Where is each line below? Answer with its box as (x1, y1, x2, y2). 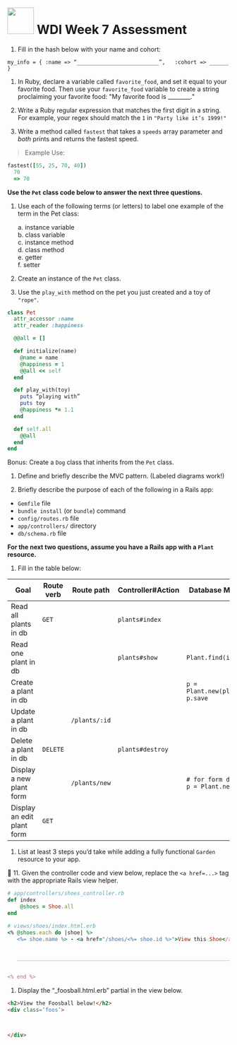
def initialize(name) (13, 348, 78, 355)
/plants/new (71, 779, 111, 787)
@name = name (20, 354, 59, 361)
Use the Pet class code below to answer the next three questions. (7, 188, 203, 196)
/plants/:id (71, 716, 111, 724)
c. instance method (17, 237, 74, 247)
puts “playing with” (20, 393, 80, 401)
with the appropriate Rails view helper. (7, 876, 119, 885)
